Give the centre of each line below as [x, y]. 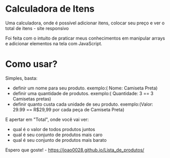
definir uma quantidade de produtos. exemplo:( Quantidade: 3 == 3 [83, 93]
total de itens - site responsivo [37, 28]
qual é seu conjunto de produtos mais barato [60, 140]
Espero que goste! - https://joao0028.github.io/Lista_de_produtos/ [75, 150]
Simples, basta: [21, 78]
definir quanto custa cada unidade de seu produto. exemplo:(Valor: [83, 104]
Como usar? [31, 64]
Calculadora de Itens [50, 9]
